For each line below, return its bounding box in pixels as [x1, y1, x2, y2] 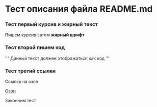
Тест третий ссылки [5, 67, 56, 74]
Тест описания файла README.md [5, 3, 153, 15]
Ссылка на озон [5, 79, 38, 85]
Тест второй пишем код [5, 44, 65, 51]
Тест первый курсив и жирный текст [5, 21, 98, 28]
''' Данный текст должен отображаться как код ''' [5, 55, 110, 61]
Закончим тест [5, 98, 36, 104]
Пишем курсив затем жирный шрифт [5, 32, 85, 38]
